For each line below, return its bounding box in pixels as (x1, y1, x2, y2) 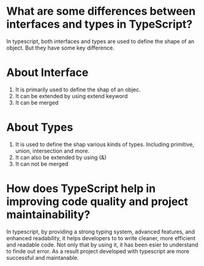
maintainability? (6, 208, 91, 221)
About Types (6, 121, 74, 134)
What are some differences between (6, 4, 196, 18)
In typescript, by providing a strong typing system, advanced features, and (6, 228, 195, 235)
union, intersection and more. (15, 147, 90, 154)
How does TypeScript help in (6, 182, 156, 196)
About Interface (6, 66, 89, 80)
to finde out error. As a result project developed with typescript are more (6, 247, 190, 255)
